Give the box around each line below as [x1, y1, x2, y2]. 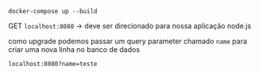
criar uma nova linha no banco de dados [8, 45, 141, 54]
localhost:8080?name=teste [8, 60, 98, 68]
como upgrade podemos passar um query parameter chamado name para [8, 36, 248, 46]
